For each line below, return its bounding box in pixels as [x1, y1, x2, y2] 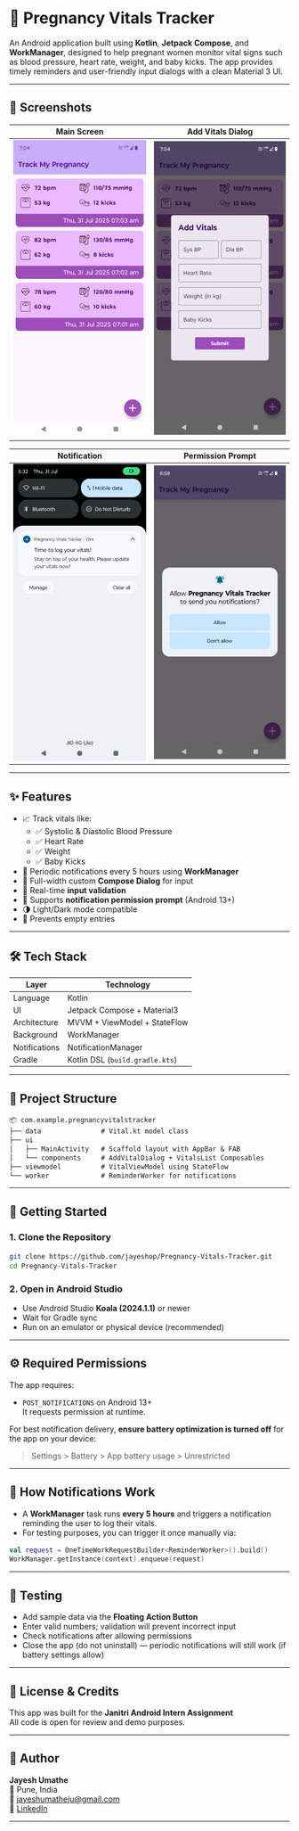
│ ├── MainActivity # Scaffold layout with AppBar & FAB [9, 1145, 241, 1154]
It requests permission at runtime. [21, 1406, 146, 1416]
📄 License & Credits [9, 1684, 119, 1699]
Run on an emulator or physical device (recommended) [21, 1321, 225, 1332]
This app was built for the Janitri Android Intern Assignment [9, 1707, 234, 1718]
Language [12, 992, 51, 1003]
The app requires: [9, 1379, 75, 1390]
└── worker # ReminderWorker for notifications [9, 1171, 238, 1180]
